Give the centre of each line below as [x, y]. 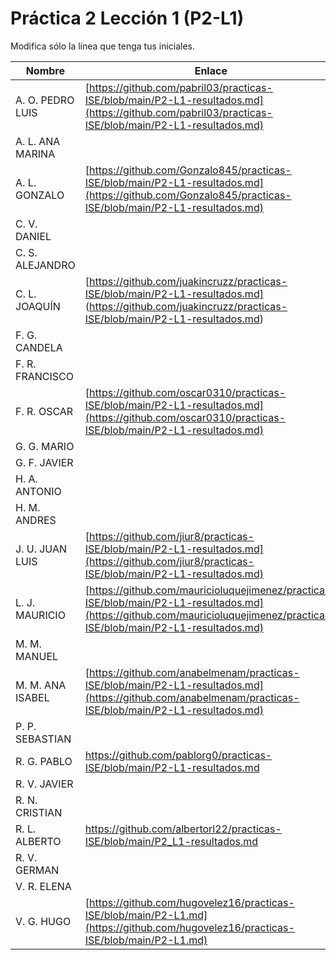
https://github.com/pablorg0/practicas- [178, 755]
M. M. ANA [41, 685]
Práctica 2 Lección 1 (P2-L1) [127, 18]
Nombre [45, 70]
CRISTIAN [39, 812]
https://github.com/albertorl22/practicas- [183, 829]
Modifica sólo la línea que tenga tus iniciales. [103, 46]
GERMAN [37, 870]
